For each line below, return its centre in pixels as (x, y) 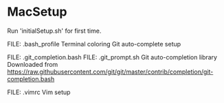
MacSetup (37, 12)
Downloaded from (33, 64)
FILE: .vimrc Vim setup (39, 92)
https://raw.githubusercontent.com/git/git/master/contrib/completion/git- (110, 72)
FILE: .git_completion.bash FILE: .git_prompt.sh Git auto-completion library (112, 57)
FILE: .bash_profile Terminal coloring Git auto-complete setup (94, 44)
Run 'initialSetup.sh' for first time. (54, 31)
